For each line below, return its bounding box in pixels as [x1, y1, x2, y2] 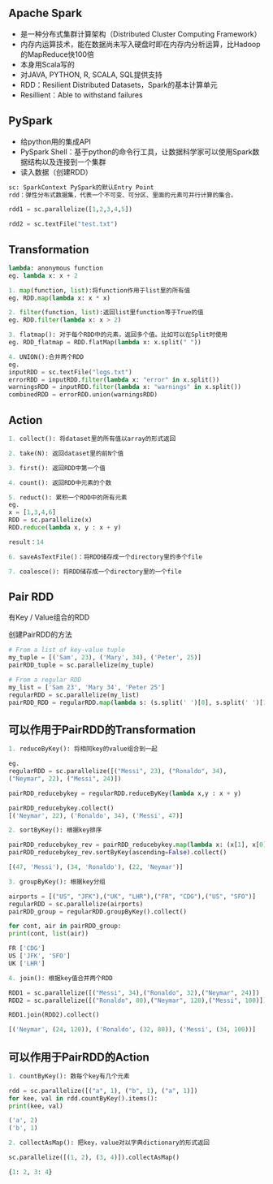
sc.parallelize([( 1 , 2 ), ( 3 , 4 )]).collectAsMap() [8, 1153, 180, 1162]
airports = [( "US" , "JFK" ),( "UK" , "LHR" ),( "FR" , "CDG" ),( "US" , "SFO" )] [8, 892, 256, 901]
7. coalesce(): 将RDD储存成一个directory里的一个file [8, 568, 182, 576]
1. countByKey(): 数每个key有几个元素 [8, 1072, 130, 1080]
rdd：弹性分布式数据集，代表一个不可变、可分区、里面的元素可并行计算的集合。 [8, 191, 237, 199]
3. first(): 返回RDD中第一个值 [8, 464, 106, 472]
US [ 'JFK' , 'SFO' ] [8, 952, 71, 960]
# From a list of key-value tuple [8, 646, 126, 655]
